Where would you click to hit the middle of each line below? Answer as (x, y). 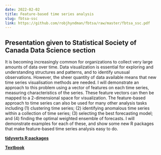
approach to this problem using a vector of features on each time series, (77, 88)
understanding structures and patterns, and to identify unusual (67, 72)
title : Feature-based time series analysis (50, 14)
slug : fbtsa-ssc (21, 18)
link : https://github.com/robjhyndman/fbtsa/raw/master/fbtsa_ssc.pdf (78, 23)
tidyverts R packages (27, 138)
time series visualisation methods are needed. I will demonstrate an (72, 82)
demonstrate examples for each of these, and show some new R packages (79, 124)
